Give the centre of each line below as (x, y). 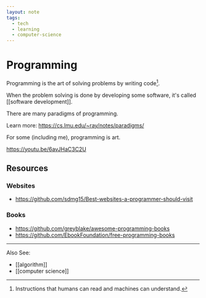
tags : (13, 18)
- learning (26, 29)
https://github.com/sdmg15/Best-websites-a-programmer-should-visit (104, 199)
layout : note (23, 12)
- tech (20, 23)
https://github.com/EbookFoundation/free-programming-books (95, 235)
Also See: (18, 253)
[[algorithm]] (31, 264)
